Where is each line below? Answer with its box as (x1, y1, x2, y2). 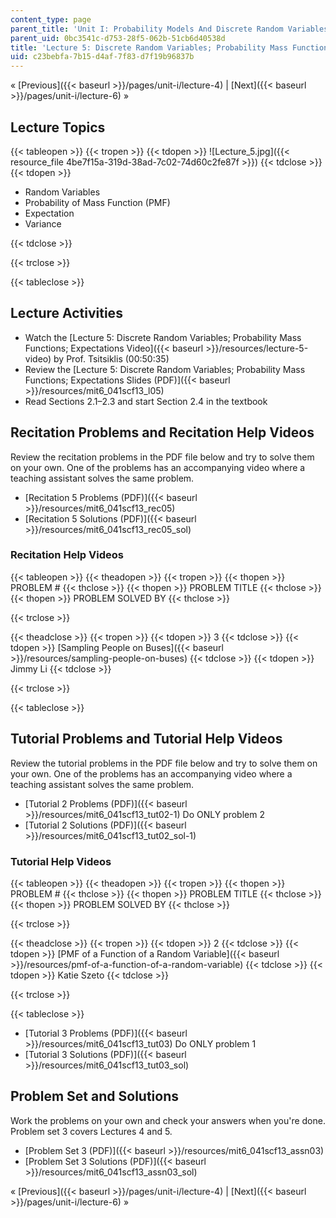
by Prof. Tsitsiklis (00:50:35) (53, 352, 170, 365)
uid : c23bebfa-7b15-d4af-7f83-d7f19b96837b (10, 52, 195, 62)
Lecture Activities (10, 305, 123, 322)
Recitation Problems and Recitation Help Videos (10, 424, 315, 441)
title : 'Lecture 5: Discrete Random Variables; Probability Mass (10, 42, 288, 53)
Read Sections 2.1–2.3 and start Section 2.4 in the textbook (24, 395, 268, 407)
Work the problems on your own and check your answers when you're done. (10, 1114, 326, 1126)
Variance (24, 217, 62, 230)
